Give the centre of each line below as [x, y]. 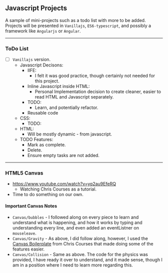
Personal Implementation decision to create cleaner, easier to [98, 91]
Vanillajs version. [31, 59]
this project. [47, 81]
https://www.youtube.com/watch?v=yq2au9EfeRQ [64, 184]
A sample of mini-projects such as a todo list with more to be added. [75, 20]
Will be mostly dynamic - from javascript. [70, 134]
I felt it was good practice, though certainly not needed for [95, 76]
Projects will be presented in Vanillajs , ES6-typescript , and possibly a [78, 25]
